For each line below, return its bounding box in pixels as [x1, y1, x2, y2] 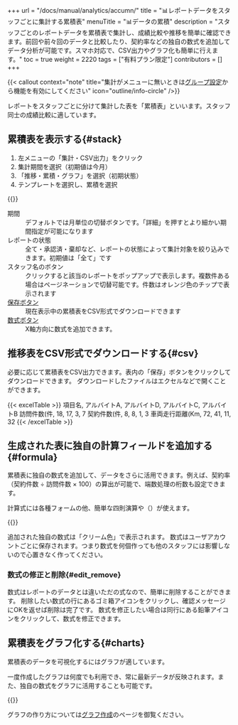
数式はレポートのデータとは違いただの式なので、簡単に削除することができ [7, 587, 225, 596]
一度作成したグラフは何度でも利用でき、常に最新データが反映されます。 [7, 672, 218, 681]
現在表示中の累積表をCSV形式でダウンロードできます [25, 306, 181, 315]
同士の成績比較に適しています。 [7, 111, 101, 119]
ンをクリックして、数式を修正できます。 [7, 614, 125, 623]
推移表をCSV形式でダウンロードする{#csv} [7, 348, 199, 360]
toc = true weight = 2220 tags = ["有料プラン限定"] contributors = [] [23, 55, 222, 63]
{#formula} [7, 451, 58, 463]
